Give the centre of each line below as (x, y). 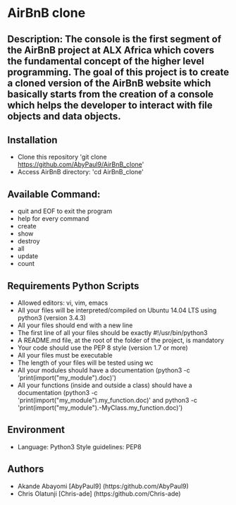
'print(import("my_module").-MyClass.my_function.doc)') (100, 408)
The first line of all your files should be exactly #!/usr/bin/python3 (112, 333)
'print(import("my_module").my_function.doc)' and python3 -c (107, 401)
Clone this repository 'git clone (62, 157)
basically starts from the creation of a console (110, 94)
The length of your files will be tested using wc (85, 363)
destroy (29, 241)
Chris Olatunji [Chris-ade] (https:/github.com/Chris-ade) (99, 493)
